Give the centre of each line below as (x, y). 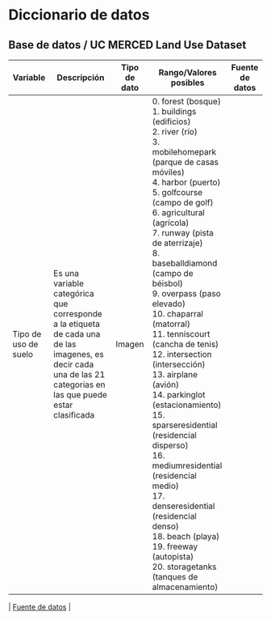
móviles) (169, 172)
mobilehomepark (184, 152)
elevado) (169, 304)
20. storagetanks (184, 567)
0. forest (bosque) (187, 101)
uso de (25, 344)
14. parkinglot (179, 395)
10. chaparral (178, 314)
